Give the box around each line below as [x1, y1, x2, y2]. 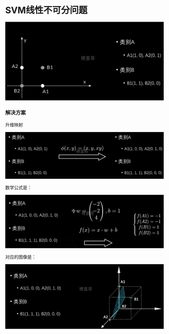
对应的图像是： [5, 254, 36, 260]
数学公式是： [5, 184, 32, 191]
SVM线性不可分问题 [5, 5, 88, 16]
